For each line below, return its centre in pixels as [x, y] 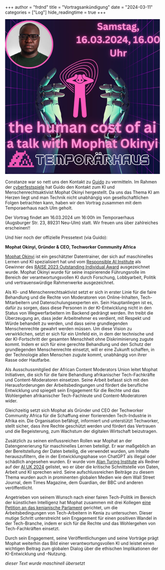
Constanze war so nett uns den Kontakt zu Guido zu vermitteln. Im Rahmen [81, 182]
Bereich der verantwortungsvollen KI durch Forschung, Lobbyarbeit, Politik [81, 277]
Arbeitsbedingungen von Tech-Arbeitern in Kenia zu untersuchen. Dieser [79, 513]
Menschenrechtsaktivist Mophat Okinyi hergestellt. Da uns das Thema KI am [82, 192]
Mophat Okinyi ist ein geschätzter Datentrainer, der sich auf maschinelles [79, 256]
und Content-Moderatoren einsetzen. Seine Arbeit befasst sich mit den [77, 380]
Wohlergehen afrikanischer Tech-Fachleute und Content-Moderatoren [76, 396]
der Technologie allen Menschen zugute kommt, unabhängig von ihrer [76, 355]
